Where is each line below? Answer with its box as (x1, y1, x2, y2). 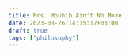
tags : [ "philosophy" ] (8, 33, 80, 42)
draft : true (8, 26, 48, 34)
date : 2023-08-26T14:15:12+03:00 (8, 19, 119, 27)
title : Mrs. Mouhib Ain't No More (8, 11, 123, 20)
